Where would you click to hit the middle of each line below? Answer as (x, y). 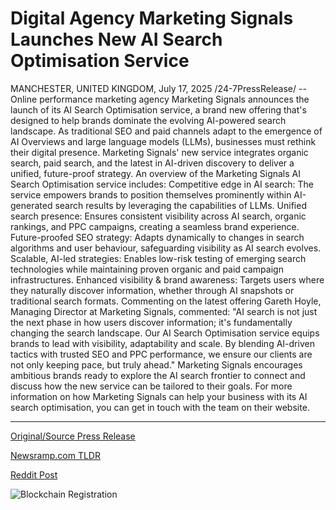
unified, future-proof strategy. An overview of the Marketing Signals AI (156, 173)
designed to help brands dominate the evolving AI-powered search (148, 120)
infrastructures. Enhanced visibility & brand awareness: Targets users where (167, 279)
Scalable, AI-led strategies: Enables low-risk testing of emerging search (158, 258)
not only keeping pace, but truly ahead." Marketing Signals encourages (156, 364)
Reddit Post (34, 474)
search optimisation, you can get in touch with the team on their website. (160, 407)
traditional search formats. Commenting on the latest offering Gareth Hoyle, (166, 301)
